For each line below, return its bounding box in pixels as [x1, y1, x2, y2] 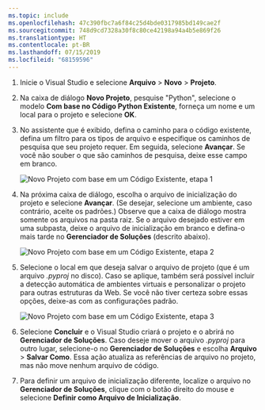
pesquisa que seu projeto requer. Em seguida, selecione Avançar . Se [19, 142, 246, 151]
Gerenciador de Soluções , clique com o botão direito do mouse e [19, 384, 235, 393]
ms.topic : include [8, 11, 69, 20]
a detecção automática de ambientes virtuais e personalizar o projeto [19, 279, 246, 289]
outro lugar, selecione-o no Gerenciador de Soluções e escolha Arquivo [19, 343, 257, 353]
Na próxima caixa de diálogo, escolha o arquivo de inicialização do [19, 190, 237, 199]
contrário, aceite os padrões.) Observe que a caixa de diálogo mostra [19, 206, 247, 216]
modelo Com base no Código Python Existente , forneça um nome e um [19, 101, 256, 111]
